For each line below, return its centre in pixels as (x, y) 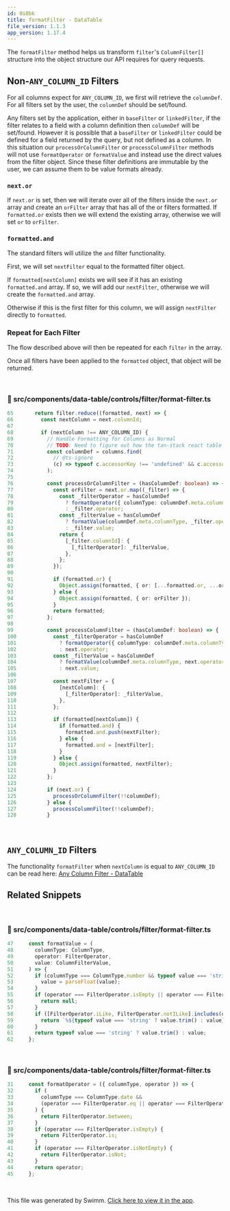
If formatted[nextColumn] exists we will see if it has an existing (95, 279)
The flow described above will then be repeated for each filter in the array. (115, 347)
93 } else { (42, 592)
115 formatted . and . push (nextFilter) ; (84, 732)
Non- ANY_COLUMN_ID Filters (63, 81)
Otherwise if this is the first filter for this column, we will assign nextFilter (112, 307)
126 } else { (39, 802)
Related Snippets (44, 895)
